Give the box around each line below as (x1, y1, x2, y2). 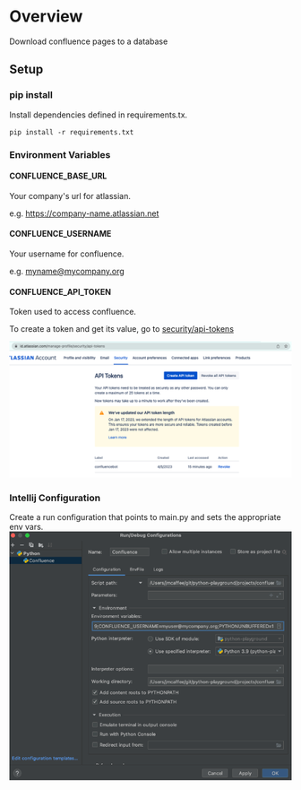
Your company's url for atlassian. (9, 190, 132, 201)
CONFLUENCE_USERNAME (9, 229, 112, 239)
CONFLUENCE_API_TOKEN (9, 286, 112, 297)
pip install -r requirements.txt (9, 127, 134, 136)
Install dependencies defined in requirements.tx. (9, 109, 188, 120)
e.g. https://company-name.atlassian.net (9, 208, 159, 219)
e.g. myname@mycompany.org (9, 265, 125, 276)
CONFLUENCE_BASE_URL (9, 170, 107, 181)
